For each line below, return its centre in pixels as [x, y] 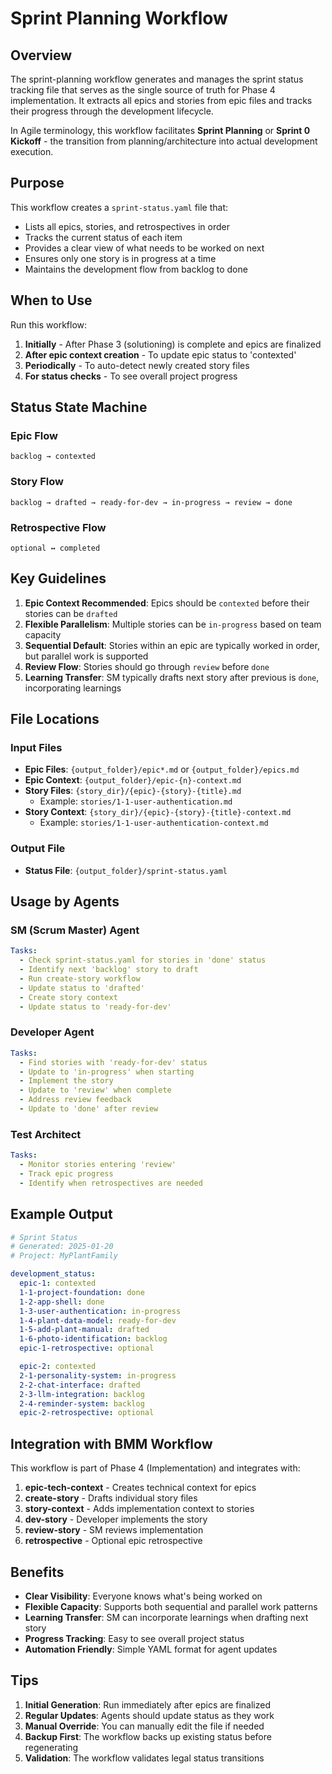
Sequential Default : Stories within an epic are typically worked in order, [172, 645]
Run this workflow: [49, 324]
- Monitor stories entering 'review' [98, 1165]
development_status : [53, 1274]
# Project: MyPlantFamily [64, 1256]
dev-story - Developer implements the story [116, 1519]
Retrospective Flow [58, 527]
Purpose [37, 183]
